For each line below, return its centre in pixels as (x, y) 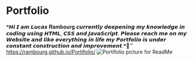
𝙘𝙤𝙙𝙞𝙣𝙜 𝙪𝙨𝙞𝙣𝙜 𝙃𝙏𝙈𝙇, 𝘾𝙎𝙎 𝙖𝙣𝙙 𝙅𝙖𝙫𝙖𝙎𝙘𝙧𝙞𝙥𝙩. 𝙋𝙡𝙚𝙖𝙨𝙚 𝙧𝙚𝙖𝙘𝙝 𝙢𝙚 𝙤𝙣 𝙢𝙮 (96, 33)
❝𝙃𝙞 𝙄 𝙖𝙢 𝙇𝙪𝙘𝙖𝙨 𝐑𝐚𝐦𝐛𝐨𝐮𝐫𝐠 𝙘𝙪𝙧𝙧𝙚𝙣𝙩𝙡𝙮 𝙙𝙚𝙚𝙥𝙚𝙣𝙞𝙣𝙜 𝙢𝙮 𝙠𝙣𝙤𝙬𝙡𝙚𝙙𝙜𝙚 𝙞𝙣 (96, 27)
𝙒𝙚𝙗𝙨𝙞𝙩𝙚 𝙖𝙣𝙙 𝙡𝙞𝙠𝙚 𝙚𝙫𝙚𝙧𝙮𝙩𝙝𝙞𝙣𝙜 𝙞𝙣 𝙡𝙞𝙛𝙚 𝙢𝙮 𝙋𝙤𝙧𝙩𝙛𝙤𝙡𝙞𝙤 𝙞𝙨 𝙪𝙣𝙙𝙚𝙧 (86, 40)
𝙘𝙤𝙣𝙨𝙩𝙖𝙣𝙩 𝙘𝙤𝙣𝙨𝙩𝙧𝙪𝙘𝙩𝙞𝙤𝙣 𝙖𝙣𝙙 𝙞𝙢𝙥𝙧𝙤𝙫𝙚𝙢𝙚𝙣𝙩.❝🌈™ (70, 45)
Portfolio (28, 11)
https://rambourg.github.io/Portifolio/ (51, 52)
